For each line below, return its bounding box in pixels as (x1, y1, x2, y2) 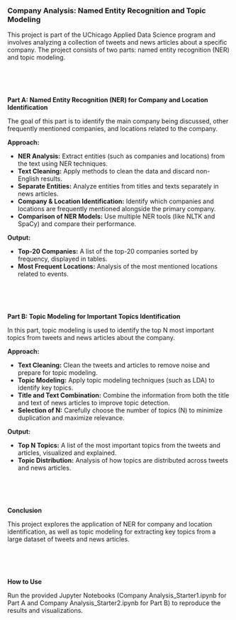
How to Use (7, 577, 43, 586)
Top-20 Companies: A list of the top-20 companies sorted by (17, 247, 198, 256)
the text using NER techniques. (17, 159, 108, 168)
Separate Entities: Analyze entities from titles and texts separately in (17, 182, 219, 191)
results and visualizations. (7, 607, 84, 615)
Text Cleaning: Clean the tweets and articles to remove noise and (17, 361, 210, 370)
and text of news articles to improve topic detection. (17, 399, 170, 407)
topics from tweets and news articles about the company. (7, 334, 175, 342)
